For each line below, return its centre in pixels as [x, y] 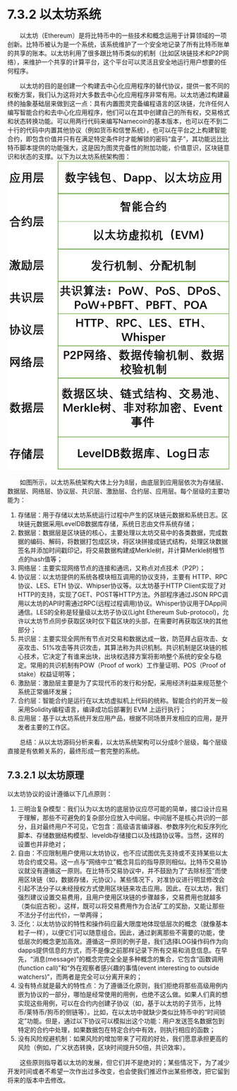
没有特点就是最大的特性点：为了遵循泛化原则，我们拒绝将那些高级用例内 [122, 985]
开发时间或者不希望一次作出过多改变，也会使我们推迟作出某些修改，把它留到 [119, 1071]
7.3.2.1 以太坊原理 [46, 775]
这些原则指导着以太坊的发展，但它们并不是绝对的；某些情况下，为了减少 [125, 1062]
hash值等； [47, 559]
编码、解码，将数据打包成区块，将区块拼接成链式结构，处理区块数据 [129, 542]
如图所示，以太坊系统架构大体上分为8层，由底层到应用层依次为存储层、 [124, 482]
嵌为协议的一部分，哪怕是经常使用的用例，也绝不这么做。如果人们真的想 [122, 994]
